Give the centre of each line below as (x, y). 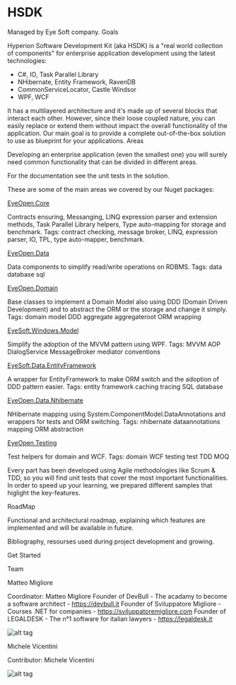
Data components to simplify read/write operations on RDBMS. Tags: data (115, 267)
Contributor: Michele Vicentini (51, 660)
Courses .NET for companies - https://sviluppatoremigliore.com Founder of (117, 611)
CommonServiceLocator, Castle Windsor (77, 89)
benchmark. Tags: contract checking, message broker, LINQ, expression (112, 231)
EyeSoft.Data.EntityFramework (52, 365)
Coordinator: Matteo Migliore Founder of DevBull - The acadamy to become (117, 596)
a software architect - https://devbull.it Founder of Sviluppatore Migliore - (114, 604)
